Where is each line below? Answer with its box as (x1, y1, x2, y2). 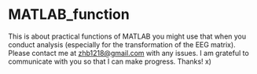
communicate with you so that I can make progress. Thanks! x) (8, 57, 212, 66)
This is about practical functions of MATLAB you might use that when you (8, 31, 247, 41)
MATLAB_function (8, 6, 130, 24)
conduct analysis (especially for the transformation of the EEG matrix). (8, 39, 236, 49)
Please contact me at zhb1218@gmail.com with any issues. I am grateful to (8, 48, 249, 57)
